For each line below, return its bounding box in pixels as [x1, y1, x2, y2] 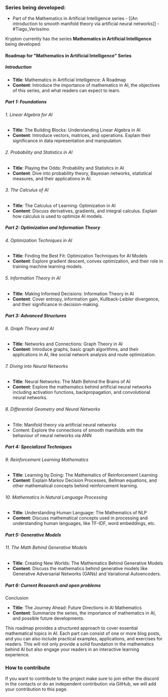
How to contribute [5, 664, 50, 671]
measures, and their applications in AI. [12, 175, 92, 182]
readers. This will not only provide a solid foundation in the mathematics [5, 641, 154, 647]
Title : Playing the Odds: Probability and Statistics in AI [12, 165, 124, 171]
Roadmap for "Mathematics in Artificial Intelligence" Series [5, 52, 132, 59]
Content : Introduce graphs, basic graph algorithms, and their [12, 346, 139, 352]
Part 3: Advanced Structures [5, 313, 67, 319]
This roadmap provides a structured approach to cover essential [5, 625, 138, 631]
